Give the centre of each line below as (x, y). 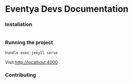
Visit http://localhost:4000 (31, 62)
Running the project (29, 43)
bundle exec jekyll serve (31, 53)
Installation (19, 25)
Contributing (21, 75)
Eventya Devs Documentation (67, 9)
